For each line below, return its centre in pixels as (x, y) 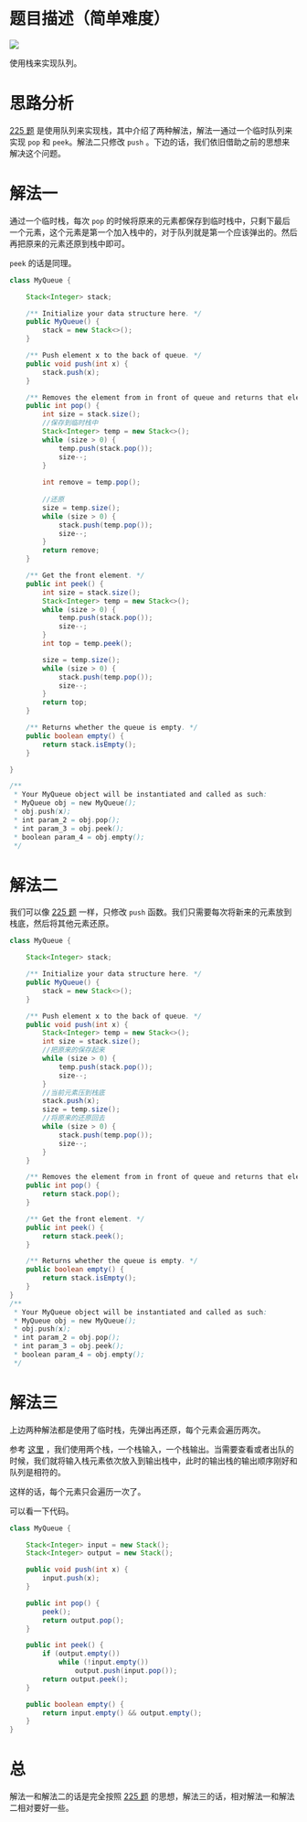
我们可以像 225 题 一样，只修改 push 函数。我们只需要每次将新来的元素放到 (151, 912)
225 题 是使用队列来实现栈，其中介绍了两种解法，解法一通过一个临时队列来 (151, 130)
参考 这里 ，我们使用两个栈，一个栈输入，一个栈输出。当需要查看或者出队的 (152, 1449)
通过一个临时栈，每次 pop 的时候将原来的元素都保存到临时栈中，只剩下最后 (150, 220)
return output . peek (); (85, 1679)
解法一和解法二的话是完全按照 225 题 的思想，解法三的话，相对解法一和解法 (152, 1796)
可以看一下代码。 (42, 1511)
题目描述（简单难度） (90, 19)
